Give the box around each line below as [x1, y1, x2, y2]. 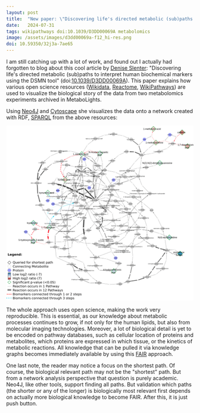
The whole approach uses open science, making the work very [6, 306, 161, 314]
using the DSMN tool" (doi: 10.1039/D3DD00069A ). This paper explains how [6, 77, 191, 84]
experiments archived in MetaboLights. [6, 96, 102, 103]
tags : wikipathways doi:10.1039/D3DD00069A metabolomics [6, 29, 151, 35]
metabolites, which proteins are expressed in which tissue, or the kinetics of [6, 338, 193, 345]
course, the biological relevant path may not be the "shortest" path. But [6, 368, 182, 376]
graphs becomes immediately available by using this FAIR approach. [6, 351, 174, 358]
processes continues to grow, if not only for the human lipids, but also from [6, 319, 190, 326]
